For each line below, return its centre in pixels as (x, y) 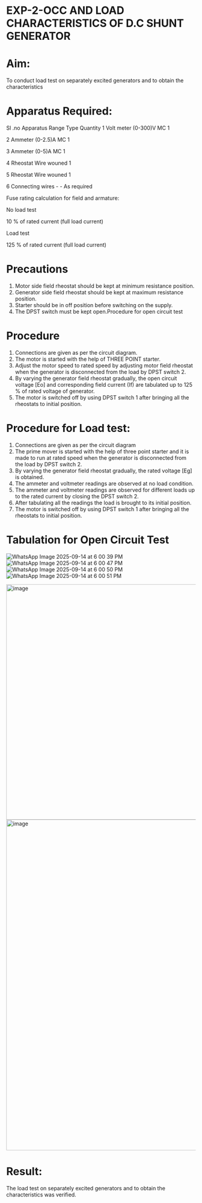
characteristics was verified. (41, 1195)
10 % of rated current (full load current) (55, 221)
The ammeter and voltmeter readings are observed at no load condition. (104, 483)
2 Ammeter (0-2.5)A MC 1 (38, 140)
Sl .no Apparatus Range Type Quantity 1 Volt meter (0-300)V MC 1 (88, 128)
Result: (24, 1172)
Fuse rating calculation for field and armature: (63, 198)
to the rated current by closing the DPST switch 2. (77, 496)
